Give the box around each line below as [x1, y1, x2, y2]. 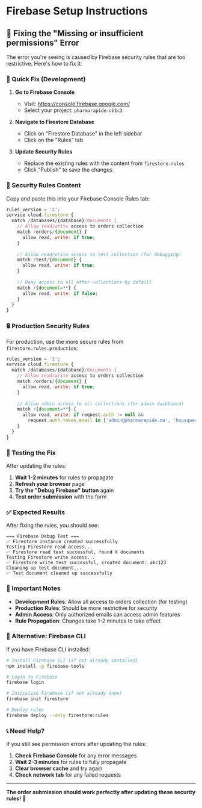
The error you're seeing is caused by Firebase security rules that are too [6, 54, 186, 61]
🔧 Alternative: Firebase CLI [6, 632, 86, 641]
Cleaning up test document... [6, 565, 82, 571]
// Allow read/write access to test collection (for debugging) [17, 251, 182, 257]
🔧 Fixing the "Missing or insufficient [6, 28, 144, 39]
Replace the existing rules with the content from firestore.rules [23, 160, 185, 167]
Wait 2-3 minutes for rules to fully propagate [14, 759, 127, 766]
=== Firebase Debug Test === [6, 533, 79, 539]
